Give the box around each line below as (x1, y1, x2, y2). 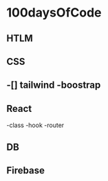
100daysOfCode (6, 5, 102, 21)
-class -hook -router (6, 121, 65, 129)
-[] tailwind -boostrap (6, 79, 101, 91)
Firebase (6, 164, 45, 176)
